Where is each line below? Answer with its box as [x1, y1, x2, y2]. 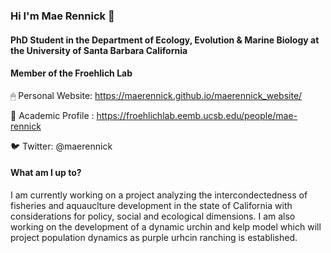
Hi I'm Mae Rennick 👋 [10, 9, 115, 23]
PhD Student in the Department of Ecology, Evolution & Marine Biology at [10, 34, 320, 46]
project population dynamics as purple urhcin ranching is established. [10, 231, 298, 243]
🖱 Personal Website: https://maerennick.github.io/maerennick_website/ [10, 89, 303, 101]
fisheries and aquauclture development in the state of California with [10, 199, 293, 211]
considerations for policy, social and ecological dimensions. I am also [10, 210, 296, 222]
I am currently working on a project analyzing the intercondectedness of [10, 189, 308, 201]
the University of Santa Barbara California [10, 44, 188, 56]
